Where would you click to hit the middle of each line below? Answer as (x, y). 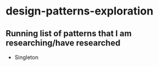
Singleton (26, 57)
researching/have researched (63, 43)
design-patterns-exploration (79, 11)
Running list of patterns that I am (69, 33)
